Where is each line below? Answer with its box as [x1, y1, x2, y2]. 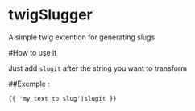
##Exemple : [8, 79, 50, 88]
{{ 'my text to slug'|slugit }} [8, 94, 117, 102]
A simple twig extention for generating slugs [8, 32, 156, 42]
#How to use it [8, 47, 57, 57]
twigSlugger [8, 6, 93, 24]
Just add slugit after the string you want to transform [8, 63, 188, 73]
